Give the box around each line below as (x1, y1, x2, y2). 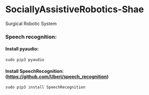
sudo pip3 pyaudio (5, 57, 44, 62)
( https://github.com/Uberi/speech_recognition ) (5, 73, 109, 80)
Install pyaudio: (5, 46, 39, 52)
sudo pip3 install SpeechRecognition (5, 85, 86, 90)
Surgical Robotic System (5, 20, 57, 27)
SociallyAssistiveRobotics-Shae (5, 4, 144, 15)
